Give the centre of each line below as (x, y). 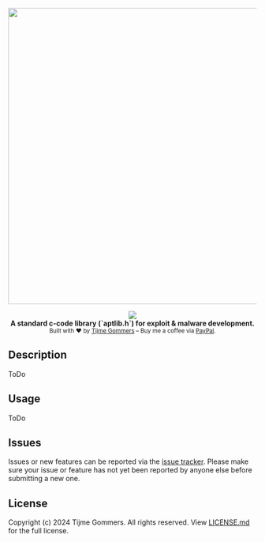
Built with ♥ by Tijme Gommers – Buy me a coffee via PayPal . (132, 331)
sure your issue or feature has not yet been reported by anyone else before (130, 470)
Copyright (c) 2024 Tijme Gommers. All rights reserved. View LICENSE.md (129, 522)
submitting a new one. (44, 479)
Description (37, 355)
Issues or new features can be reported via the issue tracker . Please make (129, 461)
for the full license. (39, 531)
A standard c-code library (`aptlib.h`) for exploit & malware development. (132, 323)
